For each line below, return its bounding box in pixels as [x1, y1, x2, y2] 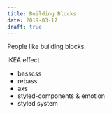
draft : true [7, 23, 42, 30]
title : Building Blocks [7, 10, 77, 17]
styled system [17, 99, 58, 108]
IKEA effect [7, 56, 40, 64]
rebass [17, 77, 38, 85]
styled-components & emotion [17, 92, 106, 100]
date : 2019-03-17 [7, 17, 58, 24]
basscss [17, 69, 42, 78]
